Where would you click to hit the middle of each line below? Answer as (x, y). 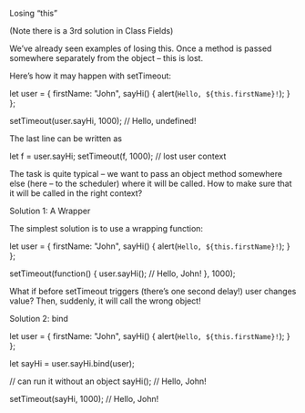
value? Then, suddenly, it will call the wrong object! (106, 301)
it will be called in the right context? (76, 193)
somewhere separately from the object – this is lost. (106, 58)
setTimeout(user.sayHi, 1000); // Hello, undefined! (103, 121)
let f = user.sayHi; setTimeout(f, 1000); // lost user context (118, 156)
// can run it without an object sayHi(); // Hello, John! (108, 381)
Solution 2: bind (39, 319)
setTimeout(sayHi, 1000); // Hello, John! (84, 399)
